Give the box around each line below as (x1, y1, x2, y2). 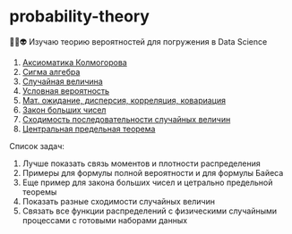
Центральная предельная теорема (21, 123, 156, 134)
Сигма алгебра (21, 66, 81, 77)
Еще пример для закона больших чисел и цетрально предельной (21, 177, 273, 188)
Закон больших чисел (21, 104, 107, 115)
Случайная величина (21, 76, 103, 87)
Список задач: (9, 140, 64, 151)
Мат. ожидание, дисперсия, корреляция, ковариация (21, 95, 227, 105)
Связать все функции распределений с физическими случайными (21, 205, 278, 216)
